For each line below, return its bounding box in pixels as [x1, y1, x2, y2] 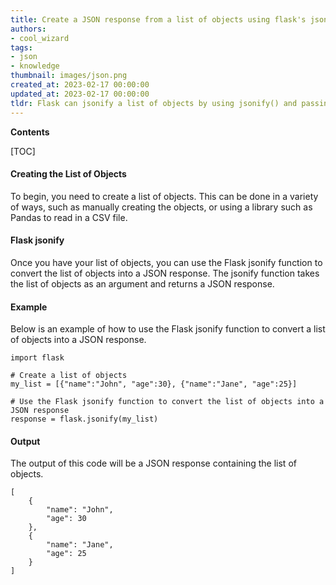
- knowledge [10, 61, 60, 71]
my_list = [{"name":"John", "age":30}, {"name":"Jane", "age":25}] [10, 379, 298, 390]
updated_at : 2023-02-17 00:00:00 [10, 89, 150, 99]
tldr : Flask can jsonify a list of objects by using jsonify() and [10, 98, 298, 108]
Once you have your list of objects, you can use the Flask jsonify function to [10, 256, 323, 268]
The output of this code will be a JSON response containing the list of [10, 457, 297, 470]
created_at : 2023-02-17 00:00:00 [10, 80, 150, 90]
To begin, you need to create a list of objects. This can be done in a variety [10, 190, 319, 202]
